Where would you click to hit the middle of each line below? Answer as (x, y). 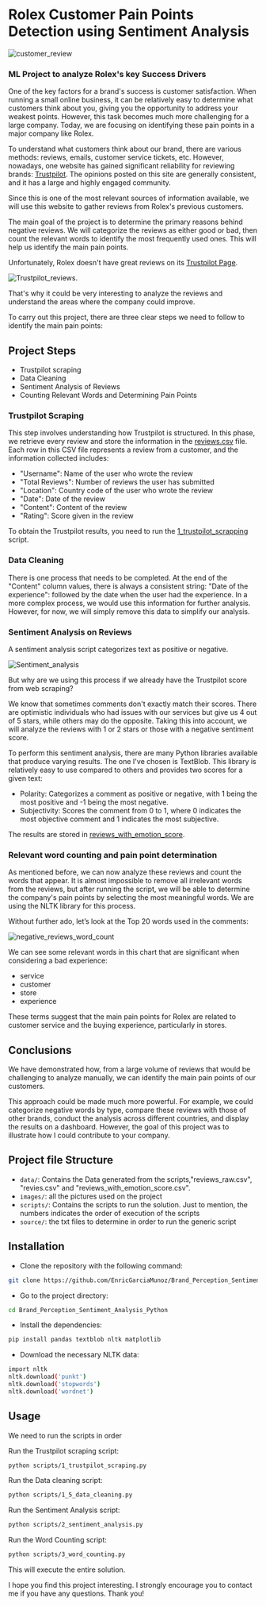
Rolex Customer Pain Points (101, 15)
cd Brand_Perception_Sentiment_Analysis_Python (88, 1310)
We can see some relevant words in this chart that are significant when (124, 952)
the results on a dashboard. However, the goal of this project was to (119, 1127)
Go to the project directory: (64, 1295)
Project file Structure (61, 1160)
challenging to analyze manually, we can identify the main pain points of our (132, 1078)
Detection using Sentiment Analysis (129, 31)
